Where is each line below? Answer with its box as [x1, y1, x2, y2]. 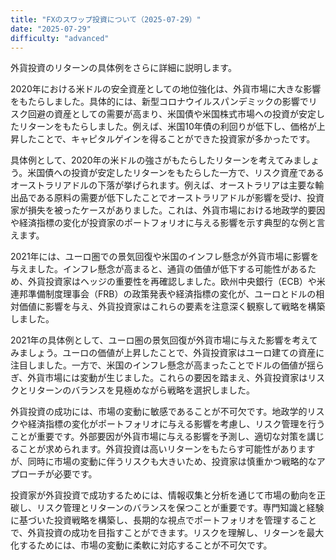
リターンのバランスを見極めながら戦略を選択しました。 [27, 384, 256, 396]
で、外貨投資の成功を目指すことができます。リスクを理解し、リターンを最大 [10, 527, 325, 539]
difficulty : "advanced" [10, 33, 110, 43]
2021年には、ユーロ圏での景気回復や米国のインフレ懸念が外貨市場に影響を [10, 251, 320, 263]
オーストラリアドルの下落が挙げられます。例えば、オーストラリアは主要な [10, 179, 316, 191]
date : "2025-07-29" [10, 24, 92, 34]
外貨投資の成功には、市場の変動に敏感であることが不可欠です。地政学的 [10, 406, 308, 418]
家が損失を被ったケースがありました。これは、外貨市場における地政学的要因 [10, 204, 326, 216]
